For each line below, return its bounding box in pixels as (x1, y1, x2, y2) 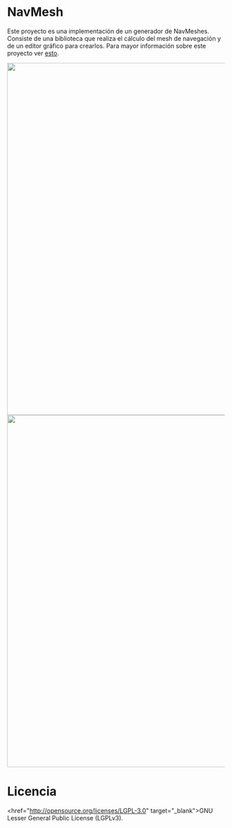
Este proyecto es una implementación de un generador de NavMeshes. (7, 27, 209, 35)
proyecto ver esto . (7, 49, 59, 57)
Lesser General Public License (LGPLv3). (7, 813, 124, 822)
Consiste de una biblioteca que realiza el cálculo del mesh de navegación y (7, 34, 221, 42)
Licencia (7, 784, 57, 800)
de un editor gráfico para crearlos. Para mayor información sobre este (7, 41, 206, 50)
